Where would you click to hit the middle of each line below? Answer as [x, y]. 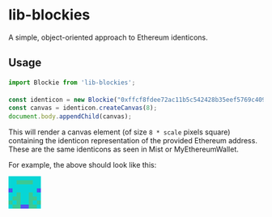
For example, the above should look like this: [83, 165]
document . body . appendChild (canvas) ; [70, 117]
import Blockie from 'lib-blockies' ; [72, 83]
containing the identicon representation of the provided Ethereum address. [133, 141]
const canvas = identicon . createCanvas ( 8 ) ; [83, 108]
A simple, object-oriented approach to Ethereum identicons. [108, 37]
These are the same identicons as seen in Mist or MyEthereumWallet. [123, 149]
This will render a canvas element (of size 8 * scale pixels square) [119, 132]
